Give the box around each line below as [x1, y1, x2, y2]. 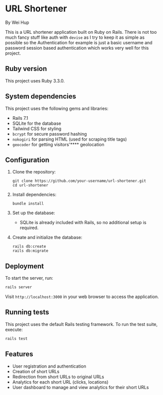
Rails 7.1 [12, 115, 28, 121]
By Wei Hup [5, 19, 29, 25]
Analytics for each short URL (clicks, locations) [12, 379, 109, 385]
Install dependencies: [12, 192, 57, 198]
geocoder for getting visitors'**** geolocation [12, 141, 104, 147]
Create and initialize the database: [12, 235, 82, 240]
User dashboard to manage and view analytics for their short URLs [12, 384, 149, 390]
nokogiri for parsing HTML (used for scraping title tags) [12, 136, 127, 142]
